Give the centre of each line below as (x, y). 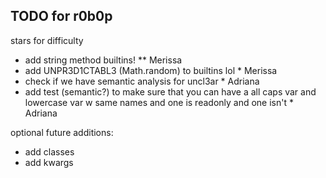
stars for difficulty (47, 40)
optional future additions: (62, 132)
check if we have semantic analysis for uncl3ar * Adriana (142, 81)
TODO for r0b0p (61, 16)
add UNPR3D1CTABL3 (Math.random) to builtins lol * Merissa (151, 70)
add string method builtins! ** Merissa (103, 60)
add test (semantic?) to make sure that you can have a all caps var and (170, 91)
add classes (49, 151)
